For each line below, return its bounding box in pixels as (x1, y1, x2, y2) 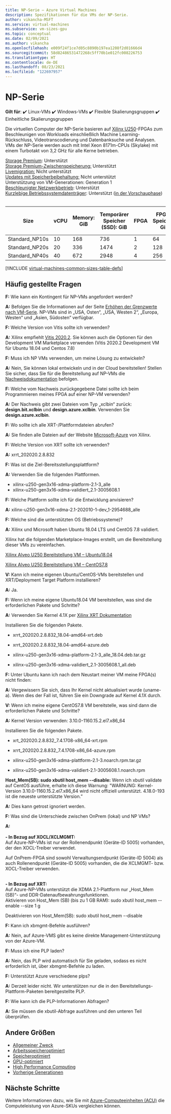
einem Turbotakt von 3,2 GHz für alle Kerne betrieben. (5, 147, 119, 153)
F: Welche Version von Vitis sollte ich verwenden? (5, 324, 110, 330)
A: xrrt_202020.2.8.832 (5, 451, 55, 458)
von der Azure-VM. (5, 938, 46, 944)
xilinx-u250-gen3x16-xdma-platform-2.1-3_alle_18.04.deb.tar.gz (12, 652, 146, 658)
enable (5, 902, 20, 908)
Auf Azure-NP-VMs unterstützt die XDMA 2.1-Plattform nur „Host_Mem (5, 886, 154, 893)
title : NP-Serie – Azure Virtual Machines (5, 7, 97, 13)
